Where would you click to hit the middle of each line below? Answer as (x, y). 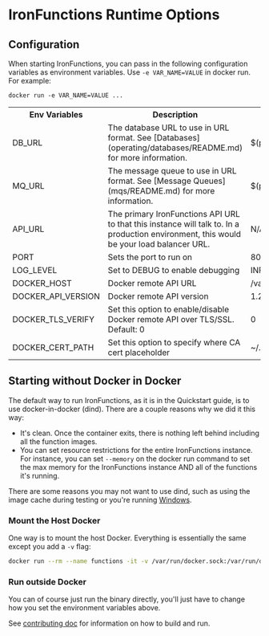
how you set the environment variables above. (84, 608)
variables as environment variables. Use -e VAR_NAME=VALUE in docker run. (129, 72)
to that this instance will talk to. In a (174, 224)
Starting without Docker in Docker (95, 381)
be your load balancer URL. (159, 244)
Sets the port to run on (150, 257)
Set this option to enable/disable (169, 309)
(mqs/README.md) (145, 191)
